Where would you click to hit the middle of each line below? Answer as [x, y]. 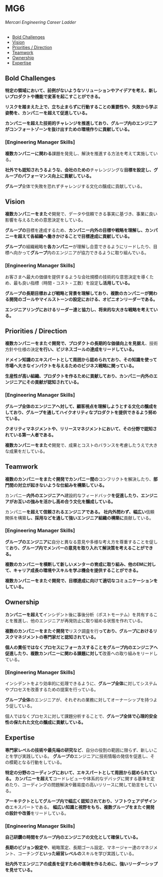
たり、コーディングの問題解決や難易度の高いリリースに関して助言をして [81, 784]
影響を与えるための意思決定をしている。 [45, 220]
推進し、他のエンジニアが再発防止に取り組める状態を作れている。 [79, 620]
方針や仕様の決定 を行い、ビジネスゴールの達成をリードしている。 [71, 349]
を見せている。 [20, 870]
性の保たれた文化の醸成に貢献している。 [45, 722]
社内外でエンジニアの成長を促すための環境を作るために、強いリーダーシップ [81, 864]
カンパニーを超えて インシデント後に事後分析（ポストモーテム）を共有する [79, 615]
